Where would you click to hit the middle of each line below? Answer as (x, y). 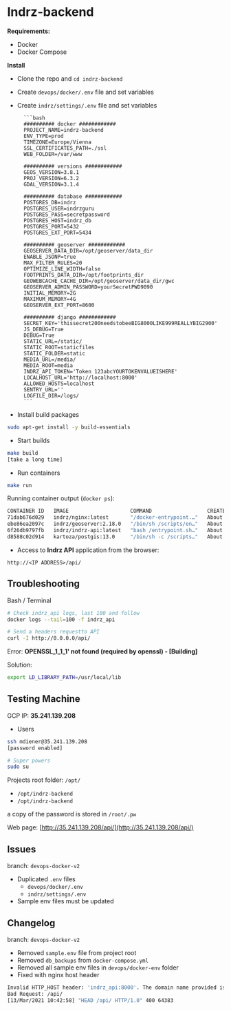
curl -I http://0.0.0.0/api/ (49, 638)
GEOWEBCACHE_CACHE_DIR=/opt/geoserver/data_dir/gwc (99, 281)
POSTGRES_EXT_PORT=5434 (57, 233)
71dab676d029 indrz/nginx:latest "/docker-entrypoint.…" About (115, 518)
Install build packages (48, 414)
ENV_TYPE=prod (44, 136)
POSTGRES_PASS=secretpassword (67, 215)
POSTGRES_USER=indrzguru (59, 208)
